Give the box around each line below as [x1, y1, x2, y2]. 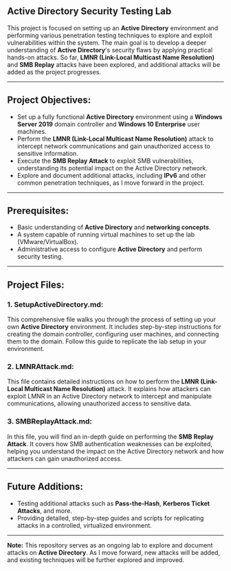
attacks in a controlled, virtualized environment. [16, 521, 153, 530]
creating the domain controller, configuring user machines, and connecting [7, 330, 219, 339]
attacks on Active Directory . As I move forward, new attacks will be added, [7, 548, 221, 557]
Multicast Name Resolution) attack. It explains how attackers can [24, 385, 211, 393]
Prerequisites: [7, 205, 69, 217]
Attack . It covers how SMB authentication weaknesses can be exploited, [7, 439, 213, 448]
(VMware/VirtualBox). [16, 238, 79, 246]
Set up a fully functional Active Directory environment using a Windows [16, 112, 223, 121]
